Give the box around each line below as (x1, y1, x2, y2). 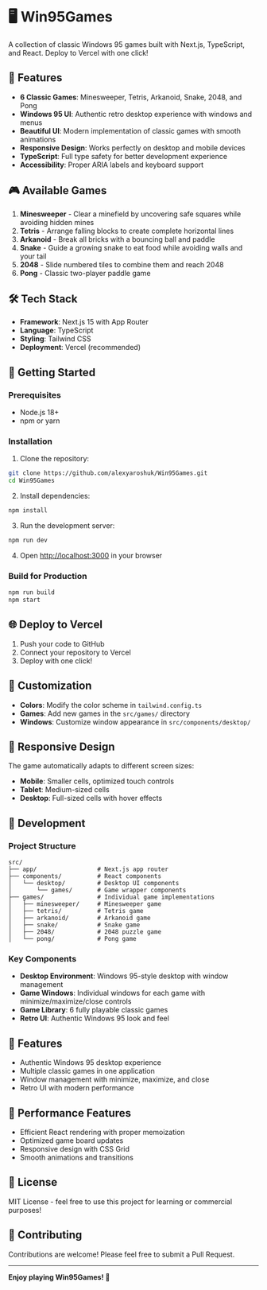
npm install (8, 507, 48, 515)
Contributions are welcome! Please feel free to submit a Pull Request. (8, 1249, 235, 1259)
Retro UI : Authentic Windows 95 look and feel (19, 1013, 169, 1024)
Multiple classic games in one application (19, 1067, 155, 1076)
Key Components (8, 953, 77, 964)
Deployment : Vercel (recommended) (19, 343, 141, 352)
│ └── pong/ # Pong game (8, 935, 137, 943)
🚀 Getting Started (8, 365, 96, 379)
